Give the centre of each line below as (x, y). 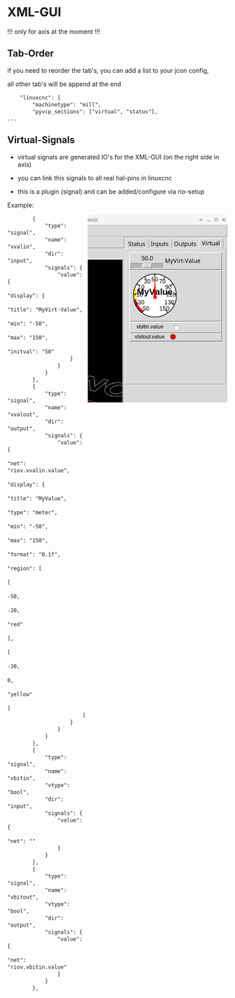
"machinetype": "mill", (67, 105)
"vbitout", (23, 897)
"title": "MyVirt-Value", (45, 309)
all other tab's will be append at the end (64, 84)
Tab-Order (31, 54)
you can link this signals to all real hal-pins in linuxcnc (95, 178)
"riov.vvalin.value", (39, 470)
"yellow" (20, 694)
